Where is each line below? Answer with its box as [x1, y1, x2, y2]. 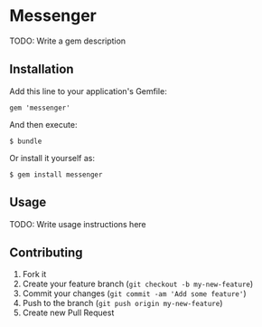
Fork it [22, 269, 47, 280]
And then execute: [9, 119, 78, 130]
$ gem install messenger [9, 169, 103, 179]
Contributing [9, 245, 83, 260]
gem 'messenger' [9, 103, 70, 112]
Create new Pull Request [22, 307, 115, 318]
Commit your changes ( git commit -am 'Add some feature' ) [22, 288, 247, 299]
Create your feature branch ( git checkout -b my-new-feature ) [22, 278, 254, 290]
